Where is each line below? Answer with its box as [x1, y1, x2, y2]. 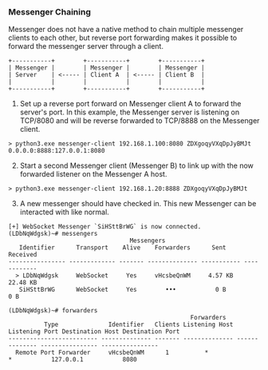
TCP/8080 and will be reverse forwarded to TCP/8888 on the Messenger [19, 116, 260, 125]
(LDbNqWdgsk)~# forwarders [8, 307, 98, 315]
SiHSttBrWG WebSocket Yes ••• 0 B [18, 286, 227, 294]
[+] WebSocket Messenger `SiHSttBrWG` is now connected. [8, 223, 202, 231]
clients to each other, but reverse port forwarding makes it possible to [8, 33, 238, 42]
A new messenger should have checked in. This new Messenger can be [19, 199, 257, 209]
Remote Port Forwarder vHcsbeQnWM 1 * [15, 348, 209, 357]
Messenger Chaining [8, 6, 92, 18]
